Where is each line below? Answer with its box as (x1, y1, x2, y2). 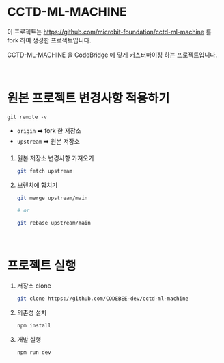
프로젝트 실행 (7, 258, 76, 273)
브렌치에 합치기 (16, 181, 58, 189)
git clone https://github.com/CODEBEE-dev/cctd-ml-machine (16, 295, 189, 302)
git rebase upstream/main (16, 219, 91, 226)
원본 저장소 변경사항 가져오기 (16, 153, 94, 162)
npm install (16, 323, 51, 329)
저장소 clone (16, 281, 51, 290)
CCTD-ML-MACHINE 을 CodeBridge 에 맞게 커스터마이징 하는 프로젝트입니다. (7, 51, 217, 59)
